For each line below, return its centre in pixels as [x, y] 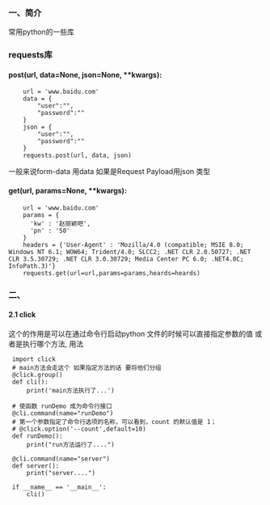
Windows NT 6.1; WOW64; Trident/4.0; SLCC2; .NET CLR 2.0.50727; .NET [130, 252]
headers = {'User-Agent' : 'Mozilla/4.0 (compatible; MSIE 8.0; [133, 244]
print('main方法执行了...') [70, 390]
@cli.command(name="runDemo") [63, 413]
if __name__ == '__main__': [59, 487]
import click [34, 359]
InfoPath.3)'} [32, 266]
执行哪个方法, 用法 [53, 344]
